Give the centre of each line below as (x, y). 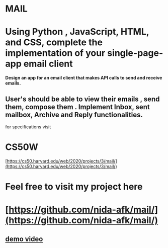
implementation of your (55, 53)
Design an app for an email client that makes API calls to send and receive (84, 78)
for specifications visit (28, 127)
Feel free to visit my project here (74, 187)
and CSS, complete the (54, 43)
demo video (24, 239)
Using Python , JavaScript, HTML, (77, 32)
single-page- (135, 53)
